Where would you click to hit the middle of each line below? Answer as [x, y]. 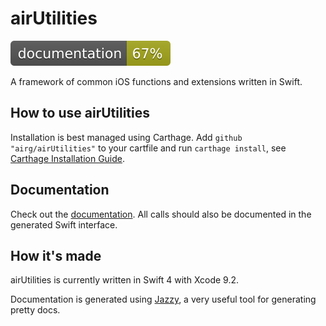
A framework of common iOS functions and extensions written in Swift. [156, 81]
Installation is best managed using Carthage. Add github [126, 137]
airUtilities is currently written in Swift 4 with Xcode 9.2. [125, 280]
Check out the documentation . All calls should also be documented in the [161, 214]
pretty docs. [35, 310]
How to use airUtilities [80, 113]
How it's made [56, 255]
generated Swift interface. [64, 224]
